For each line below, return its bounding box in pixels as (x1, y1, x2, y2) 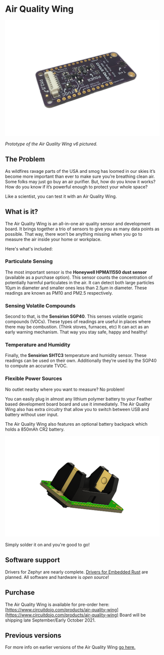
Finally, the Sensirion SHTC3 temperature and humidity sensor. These (5, 353, 147, 358)
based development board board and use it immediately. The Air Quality (5, 401, 150, 407)
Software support (5, 556, 60, 564)
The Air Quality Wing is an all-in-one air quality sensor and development (5, 220, 151, 226)
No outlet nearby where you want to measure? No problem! (5, 386, 125, 392)
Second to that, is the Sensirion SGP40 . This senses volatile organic (5, 313, 143, 320)
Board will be (119, 612, 146, 618)
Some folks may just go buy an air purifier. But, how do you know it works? (5, 178, 156, 185)
